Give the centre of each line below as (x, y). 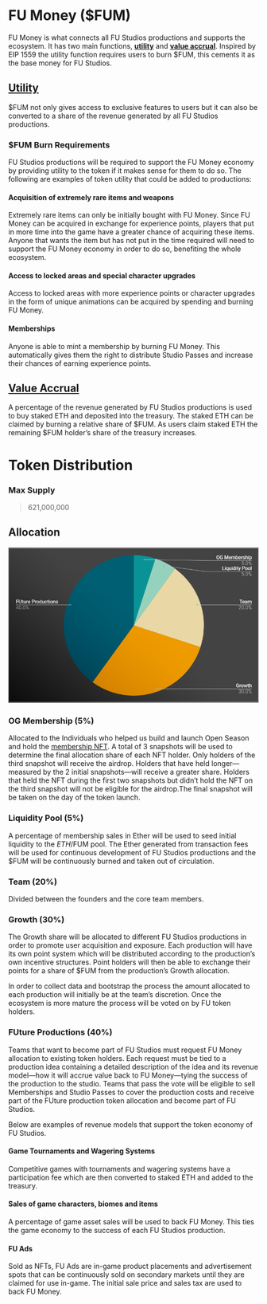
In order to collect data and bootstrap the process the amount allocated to (129, 986)
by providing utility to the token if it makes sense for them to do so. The (125, 171)
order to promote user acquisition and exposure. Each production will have (130, 945)
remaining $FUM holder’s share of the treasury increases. (103, 433)
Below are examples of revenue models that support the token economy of (130, 1124)
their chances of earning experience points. (80, 363)
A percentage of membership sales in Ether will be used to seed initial (122, 835)
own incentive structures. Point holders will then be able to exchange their (130, 962)
